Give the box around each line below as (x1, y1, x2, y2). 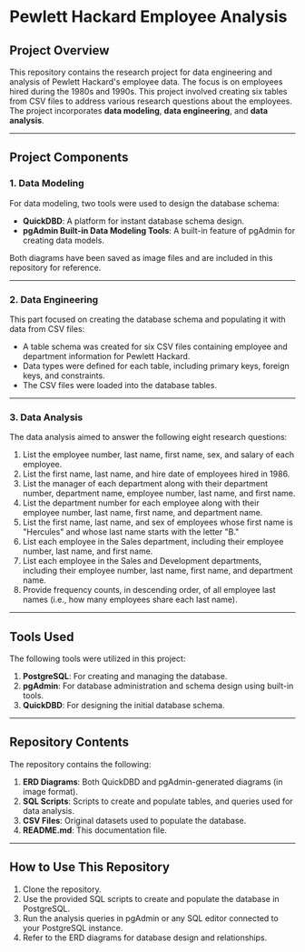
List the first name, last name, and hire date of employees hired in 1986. (22, 468, 290, 479)
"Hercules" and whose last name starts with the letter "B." (22, 526, 240, 537)
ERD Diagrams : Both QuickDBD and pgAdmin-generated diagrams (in (22, 776, 283, 787)
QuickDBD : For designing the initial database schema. (22, 700, 225, 711)
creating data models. (22, 235, 104, 246)
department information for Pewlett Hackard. (22, 350, 191, 361)
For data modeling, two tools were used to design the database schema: (9, 197, 280, 208)
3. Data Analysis (9, 411, 84, 424)
